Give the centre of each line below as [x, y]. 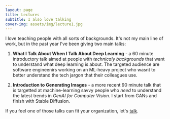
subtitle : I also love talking [38, 19]
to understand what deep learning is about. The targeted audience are [86, 64]
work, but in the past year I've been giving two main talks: [65, 44]
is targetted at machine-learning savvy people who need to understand [87, 90]
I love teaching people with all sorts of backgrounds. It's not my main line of [84, 38]
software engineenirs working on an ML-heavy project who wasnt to [84, 70]
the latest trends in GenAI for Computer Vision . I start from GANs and [85, 96]
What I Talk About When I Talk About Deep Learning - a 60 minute [83, 54]
